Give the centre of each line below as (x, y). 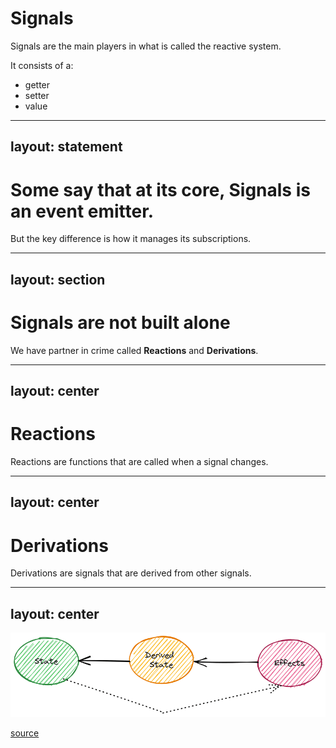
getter (37, 84)
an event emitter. (82, 211)
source (25, 733)
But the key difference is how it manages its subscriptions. (131, 239)
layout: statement (66, 147)
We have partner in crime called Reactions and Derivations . (134, 350)
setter (37, 95)
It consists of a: (42, 65)
